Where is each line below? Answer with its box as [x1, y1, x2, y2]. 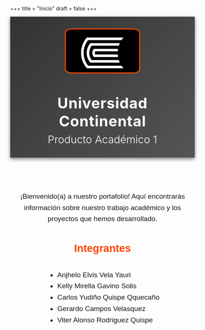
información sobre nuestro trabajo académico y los [23, 203, 182, 212]
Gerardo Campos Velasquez [57, 304, 146, 313]
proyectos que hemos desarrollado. [47, 214, 158, 223]
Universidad [57, 93, 148, 112]
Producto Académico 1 [47, 132, 158, 146]
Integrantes [74, 242, 131, 254]
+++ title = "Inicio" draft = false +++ [10, 5, 97, 12]
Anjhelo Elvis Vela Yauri [57, 270, 131, 279]
